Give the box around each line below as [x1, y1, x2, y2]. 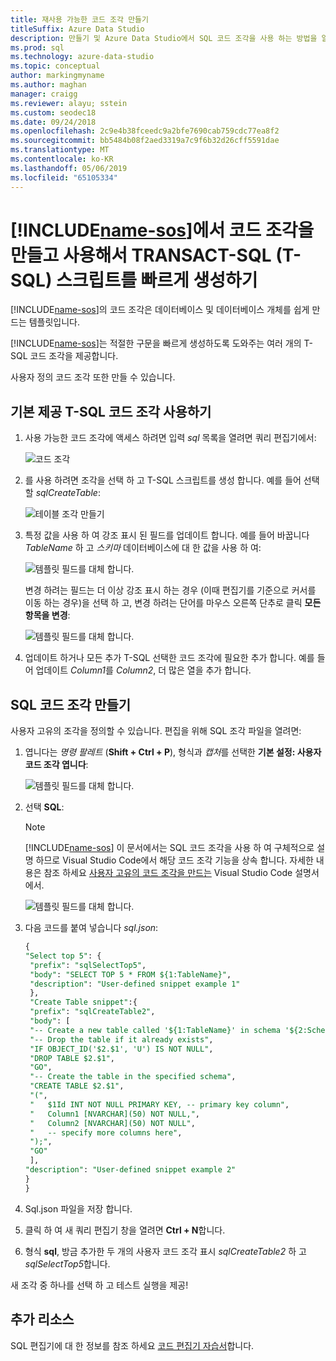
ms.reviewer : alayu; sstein [10, 98, 128, 108]
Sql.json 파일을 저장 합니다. [24, 1202, 133, 1215]
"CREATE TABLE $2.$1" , [29, 1081, 125, 1091]
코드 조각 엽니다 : [24, 759, 89, 771]
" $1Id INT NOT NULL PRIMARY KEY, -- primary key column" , [29, 1099, 290, 1110]
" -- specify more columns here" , [29, 1127, 183, 1138]
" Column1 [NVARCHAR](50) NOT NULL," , [29, 1109, 201, 1119]
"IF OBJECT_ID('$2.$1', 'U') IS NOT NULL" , [29, 1044, 214, 1054]
